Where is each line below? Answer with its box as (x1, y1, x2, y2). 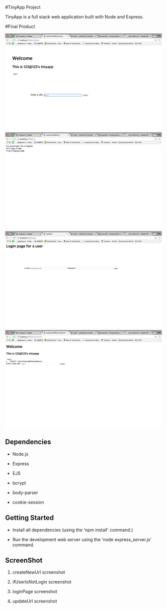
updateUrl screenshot (12, 598, 57, 604)
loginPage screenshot (12, 589, 57, 595)
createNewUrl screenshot (12, 569, 66, 575)
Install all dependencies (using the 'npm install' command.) (12, 527, 133, 533)
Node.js (12, 451, 29, 457)
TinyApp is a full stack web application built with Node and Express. (5, 14, 144, 19)
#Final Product (5, 23, 35, 29)
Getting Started (5, 513, 54, 522)
